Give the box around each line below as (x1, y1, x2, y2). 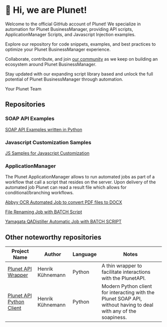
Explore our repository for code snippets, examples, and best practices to (5, 41, 156, 47)
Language (73, 251, 97, 258)
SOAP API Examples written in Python (5, 126, 83, 132)
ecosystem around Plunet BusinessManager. (5, 61, 97, 67)
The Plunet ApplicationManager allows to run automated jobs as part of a (5, 174, 155, 180)
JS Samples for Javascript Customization (5, 150, 90, 156)
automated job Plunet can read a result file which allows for (5, 184, 127, 190)
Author (44, 251, 61, 258)
